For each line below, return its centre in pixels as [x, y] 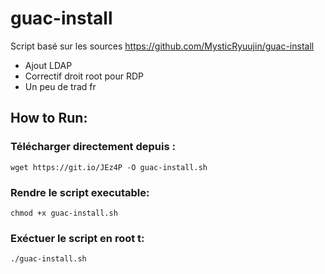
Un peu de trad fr [60, 86]
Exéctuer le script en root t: [77, 238]
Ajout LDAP [48, 65]
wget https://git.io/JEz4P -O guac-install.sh [109, 167]
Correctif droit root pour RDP [84, 76]
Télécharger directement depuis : [93, 147]
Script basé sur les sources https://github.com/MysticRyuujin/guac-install [162, 46]
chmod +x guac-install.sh [64, 213]
